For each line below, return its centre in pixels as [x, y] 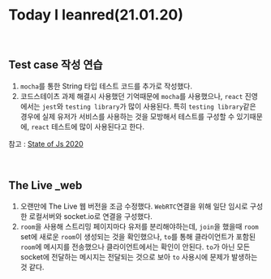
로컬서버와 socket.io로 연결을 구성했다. [90, 216]
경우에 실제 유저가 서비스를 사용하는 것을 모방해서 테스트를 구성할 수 [127, 116]
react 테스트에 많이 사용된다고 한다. [88, 127]
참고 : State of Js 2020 [46, 144]
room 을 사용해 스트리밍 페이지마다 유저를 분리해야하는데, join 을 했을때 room [140, 226]
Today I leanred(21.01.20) [96, 15]
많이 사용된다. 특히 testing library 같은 [193, 106]
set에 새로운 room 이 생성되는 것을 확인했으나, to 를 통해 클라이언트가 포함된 [138, 236]
